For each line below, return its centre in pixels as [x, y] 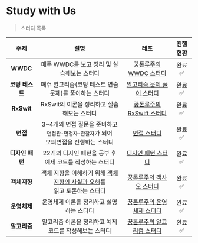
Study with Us [41, 11]
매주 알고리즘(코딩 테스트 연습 [80, 84]
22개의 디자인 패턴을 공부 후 [80, 153]
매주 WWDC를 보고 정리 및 [76, 64]
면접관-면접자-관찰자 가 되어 [80, 133]
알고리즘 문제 [143, 84]
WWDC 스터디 [147, 73]
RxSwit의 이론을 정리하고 [73, 104]
